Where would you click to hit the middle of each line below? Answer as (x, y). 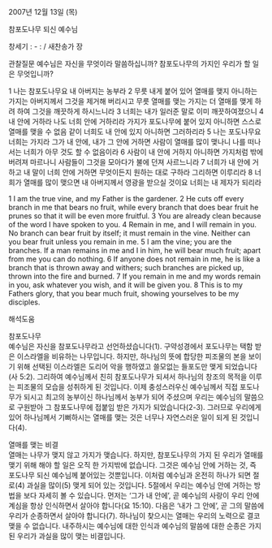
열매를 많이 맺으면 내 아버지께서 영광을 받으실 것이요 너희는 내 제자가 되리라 (142, 182)
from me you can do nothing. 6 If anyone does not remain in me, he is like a (134, 259)
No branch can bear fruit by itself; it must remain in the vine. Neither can (130, 233)
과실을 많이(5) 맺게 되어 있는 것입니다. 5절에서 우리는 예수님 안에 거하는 (140, 485)
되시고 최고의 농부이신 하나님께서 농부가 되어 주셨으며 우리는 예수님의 (133, 397)
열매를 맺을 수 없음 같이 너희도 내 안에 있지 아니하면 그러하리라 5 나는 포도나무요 (135, 132)
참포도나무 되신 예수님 (43, 29)
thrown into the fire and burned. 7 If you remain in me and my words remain (135, 276)
